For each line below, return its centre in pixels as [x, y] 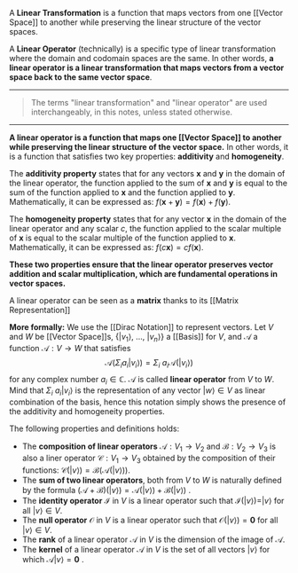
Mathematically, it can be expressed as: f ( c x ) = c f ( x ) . [106, 247]
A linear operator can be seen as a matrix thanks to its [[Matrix [124, 300]
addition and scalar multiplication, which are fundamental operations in [143, 274]
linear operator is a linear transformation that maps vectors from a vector [147, 67]
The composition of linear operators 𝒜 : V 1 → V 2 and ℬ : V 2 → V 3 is [149, 447]
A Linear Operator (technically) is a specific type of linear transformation [143, 49]
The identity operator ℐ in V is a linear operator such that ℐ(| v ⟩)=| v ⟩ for [153, 500]
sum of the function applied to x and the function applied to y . [122, 192]
